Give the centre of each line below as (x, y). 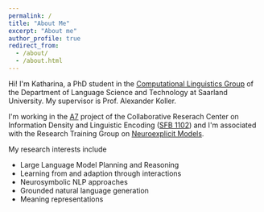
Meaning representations (62, 199)
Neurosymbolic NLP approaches (74, 181)
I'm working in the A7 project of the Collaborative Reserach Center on (124, 116)
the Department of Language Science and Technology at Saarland (118, 92)
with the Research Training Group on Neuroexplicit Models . (106, 133)
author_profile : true (45, 38)
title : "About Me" (39, 23)
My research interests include (58, 149)
